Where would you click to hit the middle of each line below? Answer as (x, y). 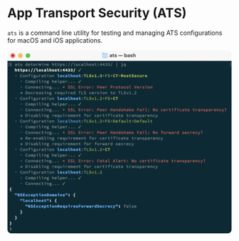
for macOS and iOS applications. (55, 40)
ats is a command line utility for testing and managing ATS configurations (115, 33)
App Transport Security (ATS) (97, 13)
